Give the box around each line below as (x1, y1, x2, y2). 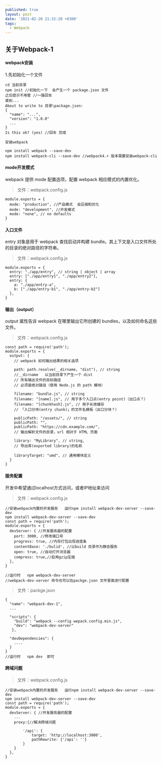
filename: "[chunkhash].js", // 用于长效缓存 (14, 402, 104, 407)
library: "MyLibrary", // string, (14, 438, 85, 444)
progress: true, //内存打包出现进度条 (14, 539, 87, 544)
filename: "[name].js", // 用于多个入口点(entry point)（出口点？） (14, 397, 148, 402)
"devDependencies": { (9, 636, 54, 641)
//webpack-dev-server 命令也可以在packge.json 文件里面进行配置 (5, 578, 130, 583)
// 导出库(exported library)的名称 (14, 444, 83, 449)
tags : (5, 21, 16, 26)
